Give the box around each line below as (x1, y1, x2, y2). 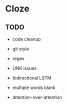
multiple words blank (12, 84, 56, 90)
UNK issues (12, 65, 37, 71)
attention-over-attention (12, 94, 62, 100)
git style (12, 46, 29, 51)
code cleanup (12, 36, 41, 42)
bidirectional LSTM (12, 75, 51, 80)
